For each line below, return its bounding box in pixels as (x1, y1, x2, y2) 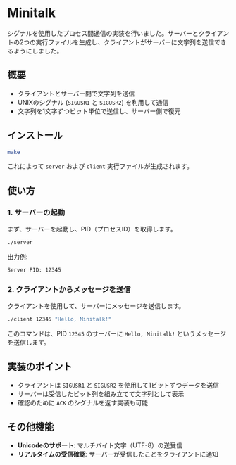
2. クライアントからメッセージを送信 (7, 284, 131, 294)
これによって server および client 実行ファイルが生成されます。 (7, 162, 194, 170)
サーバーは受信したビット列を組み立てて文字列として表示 (17, 389, 185, 398)
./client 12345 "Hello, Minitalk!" (7, 316, 112, 323)
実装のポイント (7, 361, 73, 373)
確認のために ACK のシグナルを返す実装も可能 (17, 398, 149, 407)
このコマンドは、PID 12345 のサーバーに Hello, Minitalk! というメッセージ (7, 329, 227, 338)
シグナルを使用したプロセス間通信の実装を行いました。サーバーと (7, 29, 199, 37)
